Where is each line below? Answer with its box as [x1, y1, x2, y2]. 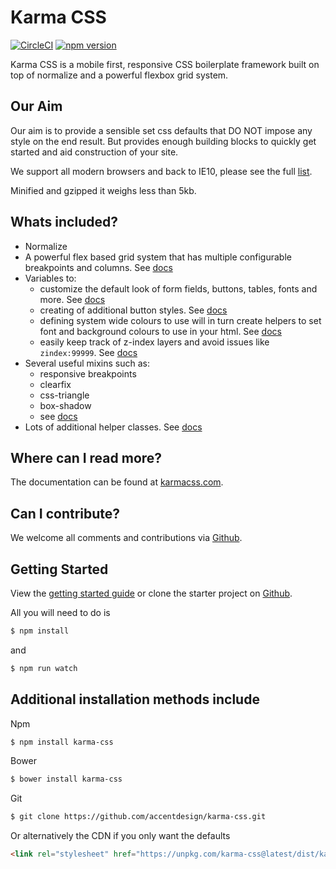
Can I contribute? [10, 505, 121, 522]
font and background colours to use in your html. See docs [39, 325, 282, 337]
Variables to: [24, 272, 77, 284]
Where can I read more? [10, 449, 163, 466]
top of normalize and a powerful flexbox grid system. [10, 69, 229, 81]
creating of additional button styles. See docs [39, 304, 228, 316]
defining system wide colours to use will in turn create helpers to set [39, 314, 322, 326]
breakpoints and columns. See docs [24, 261, 173, 273]
